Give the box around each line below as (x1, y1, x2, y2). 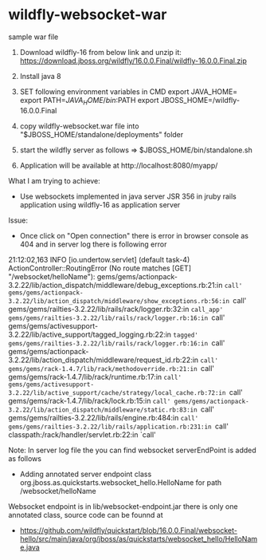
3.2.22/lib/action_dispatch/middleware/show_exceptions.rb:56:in (8, 297, 229, 305)
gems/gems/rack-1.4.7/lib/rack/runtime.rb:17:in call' (8, 372, 182, 381)
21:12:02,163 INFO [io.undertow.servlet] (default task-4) (8, 254, 190, 264)
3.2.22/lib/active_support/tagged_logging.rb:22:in (8, 329, 172, 339)
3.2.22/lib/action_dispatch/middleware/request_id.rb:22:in (8, 355, 199, 365)
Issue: (8, 215, 29, 225)
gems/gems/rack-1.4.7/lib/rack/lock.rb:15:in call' (8, 396, 171, 405)
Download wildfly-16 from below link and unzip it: (19, 47, 182, 57)
